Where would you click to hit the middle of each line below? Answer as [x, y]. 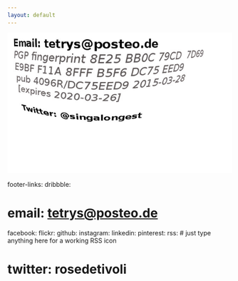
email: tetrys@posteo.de [83, 213]
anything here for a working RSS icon [62, 240]
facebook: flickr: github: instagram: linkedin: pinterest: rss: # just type [109, 233]
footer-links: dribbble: [39, 184]
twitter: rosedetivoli [67, 269]
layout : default [31, 15]
